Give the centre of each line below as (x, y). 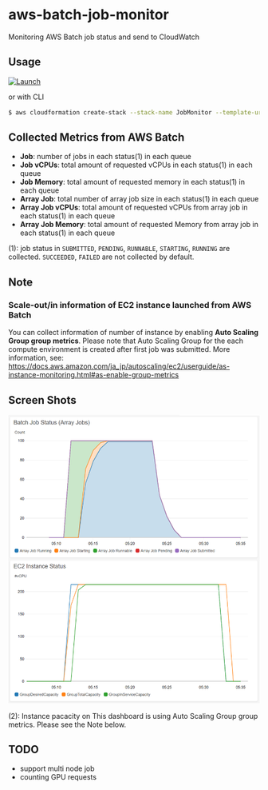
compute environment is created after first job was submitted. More (119, 349)
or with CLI (26, 97)
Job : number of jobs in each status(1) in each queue (105, 157)
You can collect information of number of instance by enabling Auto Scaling (134, 333)
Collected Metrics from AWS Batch (97, 138)
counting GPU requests (58, 777)
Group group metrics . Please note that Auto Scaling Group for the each (126, 341)
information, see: (36, 358)
